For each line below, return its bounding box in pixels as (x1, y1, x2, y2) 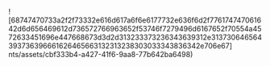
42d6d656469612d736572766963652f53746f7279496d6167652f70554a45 (8, 24, 262, 33)
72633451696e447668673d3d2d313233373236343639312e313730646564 (8, 32, 263, 42)
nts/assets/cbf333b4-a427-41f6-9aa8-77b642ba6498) (8, 50, 193, 59)
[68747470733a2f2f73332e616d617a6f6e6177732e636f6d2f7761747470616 (8, 15, 262, 25)
